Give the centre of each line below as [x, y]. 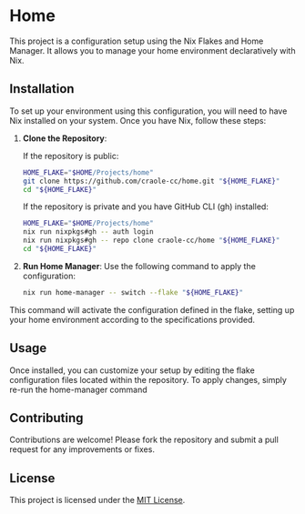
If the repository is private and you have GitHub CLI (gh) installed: [145, 207]
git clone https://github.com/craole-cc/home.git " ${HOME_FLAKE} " [151, 181]
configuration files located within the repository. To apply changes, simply [148, 379]
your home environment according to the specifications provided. [132, 319]
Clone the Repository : [65, 138]
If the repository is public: [71, 156]
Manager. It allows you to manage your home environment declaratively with [152, 50]
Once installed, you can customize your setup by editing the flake [132, 370]
